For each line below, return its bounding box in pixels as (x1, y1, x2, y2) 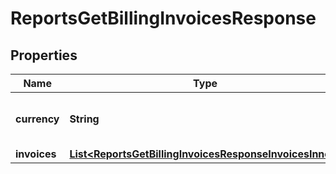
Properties (10, 47, 78, 64)
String (69, 112, 100, 126)
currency (15, 112, 60, 126)
